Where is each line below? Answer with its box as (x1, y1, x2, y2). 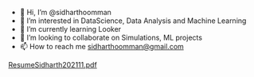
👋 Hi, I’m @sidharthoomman (19, 8, 111, 17)
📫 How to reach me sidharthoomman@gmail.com (19, 42, 185, 51)
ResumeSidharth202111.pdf (8, 60, 97, 69)
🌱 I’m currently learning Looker (19, 25, 122, 33)
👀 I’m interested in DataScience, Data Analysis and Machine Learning (19, 16, 247, 25)
